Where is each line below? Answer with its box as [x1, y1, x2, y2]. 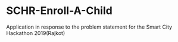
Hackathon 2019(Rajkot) [6, 29, 65, 36]
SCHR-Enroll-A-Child [6, 4, 113, 17]
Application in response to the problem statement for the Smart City [6, 23, 173, 30]
